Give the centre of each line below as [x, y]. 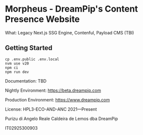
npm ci [12, 67]
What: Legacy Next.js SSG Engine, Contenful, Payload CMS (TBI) [70, 33]
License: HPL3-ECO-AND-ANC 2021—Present [51, 109]
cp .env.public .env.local [32, 59]
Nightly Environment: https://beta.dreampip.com [53, 90]
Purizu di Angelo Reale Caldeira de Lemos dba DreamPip [62, 118]
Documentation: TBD [26, 81]
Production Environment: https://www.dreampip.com [57, 100]
